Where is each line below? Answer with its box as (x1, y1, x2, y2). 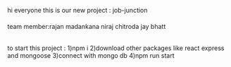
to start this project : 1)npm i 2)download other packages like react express (7, 44, 225, 52)
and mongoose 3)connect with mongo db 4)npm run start (7, 51, 175, 60)
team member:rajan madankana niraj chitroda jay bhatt (7, 22, 166, 30)
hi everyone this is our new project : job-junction (7, 6, 148, 14)
